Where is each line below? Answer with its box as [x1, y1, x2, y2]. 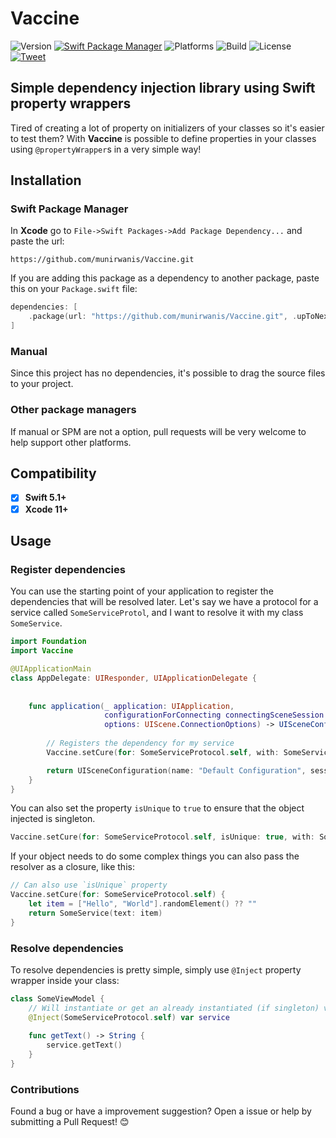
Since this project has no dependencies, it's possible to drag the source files [10, 367, 326, 379]
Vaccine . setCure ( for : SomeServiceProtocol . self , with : [46, 747, 280, 757]
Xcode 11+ [24, 503, 69, 515]
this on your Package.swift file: [10, 283, 138, 295]
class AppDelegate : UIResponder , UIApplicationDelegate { [10, 673, 257, 683]
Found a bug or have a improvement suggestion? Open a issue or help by [10, 1105, 312, 1117]
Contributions [10, 1082, 80, 1096]
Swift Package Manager [10, 202, 129, 216]
